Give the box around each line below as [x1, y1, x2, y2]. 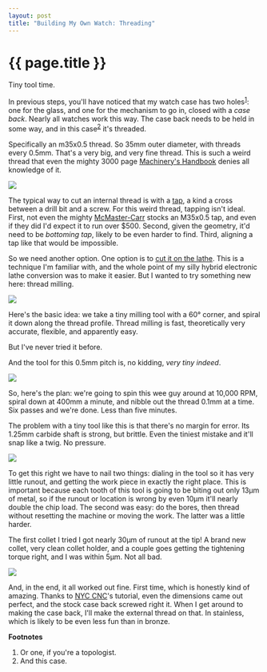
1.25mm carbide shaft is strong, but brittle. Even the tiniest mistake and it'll [8, 429, 253, 439]
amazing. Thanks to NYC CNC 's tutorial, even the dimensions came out [8, 590, 244, 601]
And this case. [19, 656, 68, 666]
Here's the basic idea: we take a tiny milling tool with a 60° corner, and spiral [8, 309, 261, 319]
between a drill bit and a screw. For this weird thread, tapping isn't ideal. [8, 203, 245, 213]
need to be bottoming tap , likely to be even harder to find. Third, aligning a [8, 229, 253, 239]
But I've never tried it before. [8, 342, 102, 352]
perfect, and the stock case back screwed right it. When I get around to [8, 599, 244, 609]
